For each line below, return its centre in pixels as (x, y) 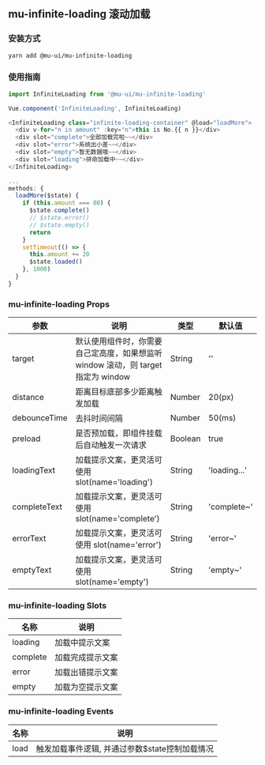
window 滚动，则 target (119, 365)
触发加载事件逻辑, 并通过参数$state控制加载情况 (125, 748)
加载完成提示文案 (86, 658)
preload (26, 439)
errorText (29, 538)
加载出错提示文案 (86, 673)
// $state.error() (59, 218)
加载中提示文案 (82, 643)
